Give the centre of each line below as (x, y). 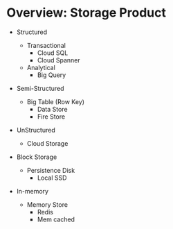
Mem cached (56, 219)
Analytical (41, 67)
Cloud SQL (53, 53)
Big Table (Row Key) (55, 101)
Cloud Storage (47, 143)
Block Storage (37, 157)
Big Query (52, 75)
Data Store (52, 109)
